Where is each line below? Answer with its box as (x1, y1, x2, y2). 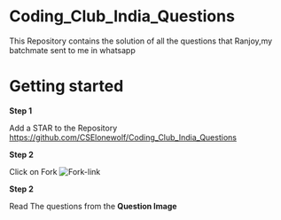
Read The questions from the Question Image (9, 200, 177, 211)
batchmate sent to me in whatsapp (9, 44, 136, 55)
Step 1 (9, 105, 33, 116)
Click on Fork (9, 166, 58, 177)
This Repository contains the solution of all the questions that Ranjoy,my (9, 35, 273, 46)
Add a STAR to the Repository (9, 122, 118, 133)
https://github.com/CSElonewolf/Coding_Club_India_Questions (9, 131, 238, 143)
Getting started (9, 76, 124, 97)
